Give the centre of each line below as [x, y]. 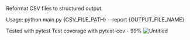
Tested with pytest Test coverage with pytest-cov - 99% [74, 31]
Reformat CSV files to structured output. [55, 8]
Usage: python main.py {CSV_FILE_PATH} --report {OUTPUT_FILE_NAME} [95, 19]
